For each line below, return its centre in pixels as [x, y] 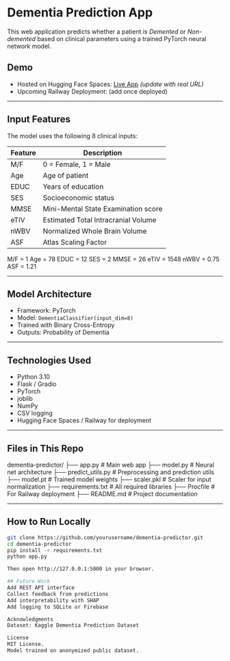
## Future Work [29, 582]
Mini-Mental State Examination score [103, 209]
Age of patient [66, 175]
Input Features [39, 119]
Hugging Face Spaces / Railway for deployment [84, 420]
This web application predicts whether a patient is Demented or [97, 31]
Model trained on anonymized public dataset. [73, 651]
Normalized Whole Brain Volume [95, 231]
